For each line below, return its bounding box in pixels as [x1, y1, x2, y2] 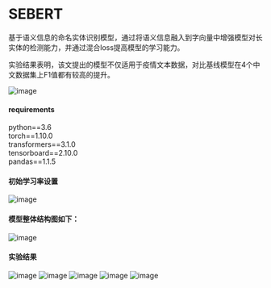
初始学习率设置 [8, 176, 58, 186]
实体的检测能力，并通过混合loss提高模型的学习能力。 [8, 42, 185, 52]
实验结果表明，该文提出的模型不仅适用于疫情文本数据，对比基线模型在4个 [8, 60, 254, 69]
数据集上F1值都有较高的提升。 [15, 69, 115, 79]
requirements [8, 104, 55, 114]
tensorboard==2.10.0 [8, 148, 78, 158]
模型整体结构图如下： [8, 214, 79, 223]
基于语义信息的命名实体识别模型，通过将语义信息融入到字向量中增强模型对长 [8, 32, 263, 42]
